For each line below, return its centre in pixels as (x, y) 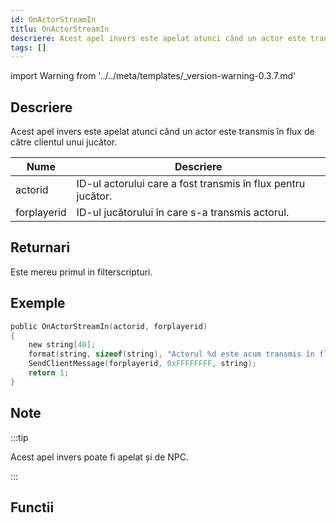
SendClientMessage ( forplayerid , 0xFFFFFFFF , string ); (142, 364)
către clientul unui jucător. (64, 142)
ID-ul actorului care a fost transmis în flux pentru (191, 184)
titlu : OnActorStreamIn (60, 29)
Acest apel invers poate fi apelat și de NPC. (99, 457)
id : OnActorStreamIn (53, 19)
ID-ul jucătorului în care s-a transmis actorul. (183, 213)
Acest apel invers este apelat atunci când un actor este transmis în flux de (162, 132)
